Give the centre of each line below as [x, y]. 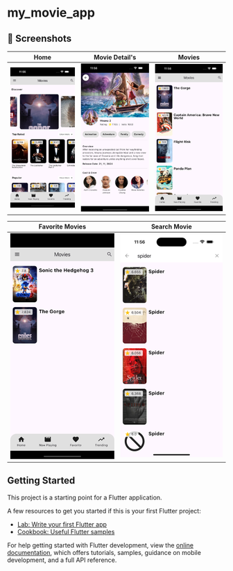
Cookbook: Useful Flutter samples [66, 531]
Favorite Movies [62, 226]
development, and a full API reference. [62, 560]
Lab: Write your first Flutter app [62, 524]
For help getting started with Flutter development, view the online [101, 545]
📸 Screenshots [40, 39]
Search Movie [172, 226]
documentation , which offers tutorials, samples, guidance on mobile [104, 552]
